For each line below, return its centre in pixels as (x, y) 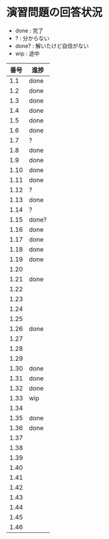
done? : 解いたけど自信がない (52, 46)
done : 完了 (29, 31)
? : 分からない (32, 38)
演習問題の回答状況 (54, 13)
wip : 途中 (27, 53)
